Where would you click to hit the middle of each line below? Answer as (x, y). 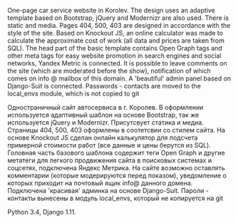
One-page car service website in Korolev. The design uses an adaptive (112, 10)
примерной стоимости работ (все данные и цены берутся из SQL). (109, 145)
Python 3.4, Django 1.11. (42, 212)
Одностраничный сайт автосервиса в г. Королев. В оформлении (105, 107)
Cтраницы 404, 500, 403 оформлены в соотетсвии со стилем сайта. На (117, 130)
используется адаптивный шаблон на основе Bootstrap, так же (103, 115)
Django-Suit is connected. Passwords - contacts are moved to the (104, 86)
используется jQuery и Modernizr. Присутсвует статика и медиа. (106, 123)
